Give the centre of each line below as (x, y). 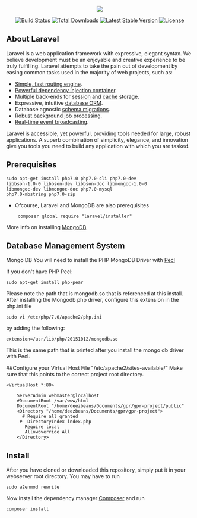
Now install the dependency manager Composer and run (75, 498)
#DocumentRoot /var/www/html (53, 401)
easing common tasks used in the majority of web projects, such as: (90, 72)
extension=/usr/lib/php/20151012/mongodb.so (62, 339)
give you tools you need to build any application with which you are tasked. (98, 146)
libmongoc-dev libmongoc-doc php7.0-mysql (59, 189)
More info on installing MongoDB (46, 227)
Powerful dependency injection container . (66, 90)
